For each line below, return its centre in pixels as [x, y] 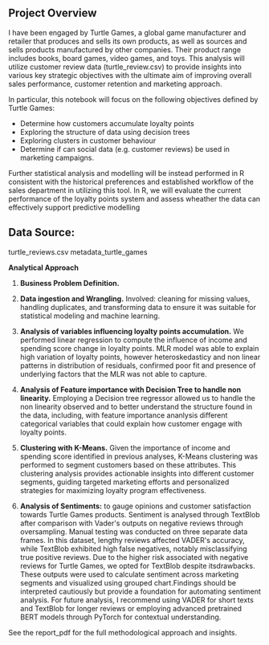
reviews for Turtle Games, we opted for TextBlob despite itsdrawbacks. [137, 565]
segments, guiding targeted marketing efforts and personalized [124, 482]
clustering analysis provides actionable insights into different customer [137, 473]
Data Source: [41, 233]
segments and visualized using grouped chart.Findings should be [128, 582]
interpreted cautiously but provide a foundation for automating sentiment [140, 591]
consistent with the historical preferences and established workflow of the [131, 182]
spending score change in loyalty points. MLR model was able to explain [139, 348]
